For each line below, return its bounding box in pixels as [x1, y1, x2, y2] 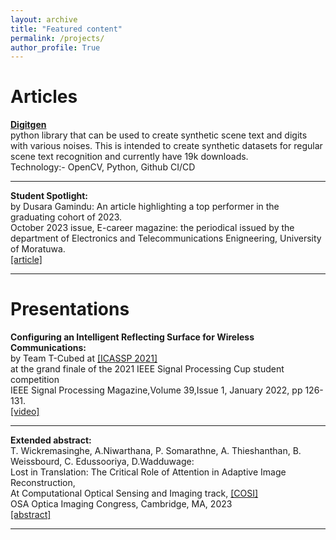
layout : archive [10, 14, 78, 25]
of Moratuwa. [10, 243, 66, 255]
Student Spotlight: [10, 190, 89, 202]
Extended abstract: [10, 434, 92, 446]
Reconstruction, [10, 477, 76, 489]
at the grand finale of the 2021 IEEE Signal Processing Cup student [10, 363, 285, 375]
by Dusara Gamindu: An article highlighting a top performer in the [10, 201, 280, 213]
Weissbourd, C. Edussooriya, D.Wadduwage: [10, 456, 195, 468]
